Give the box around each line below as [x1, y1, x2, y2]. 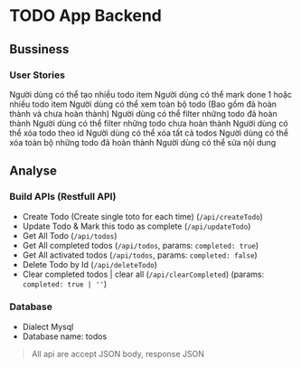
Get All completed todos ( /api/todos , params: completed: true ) [22, 240, 259, 250]
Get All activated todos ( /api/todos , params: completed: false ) [22, 250, 258, 260]
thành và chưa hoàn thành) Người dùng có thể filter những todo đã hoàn [9, 108, 277, 118]
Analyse [9, 164, 57, 179]
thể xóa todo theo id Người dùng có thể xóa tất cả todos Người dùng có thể [9, 127, 289, 138]
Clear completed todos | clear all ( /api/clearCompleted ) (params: [22, 269, 265, 279]
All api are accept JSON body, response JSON [31, 348, 205, 359]
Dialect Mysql [22, 321, 74, 332]
